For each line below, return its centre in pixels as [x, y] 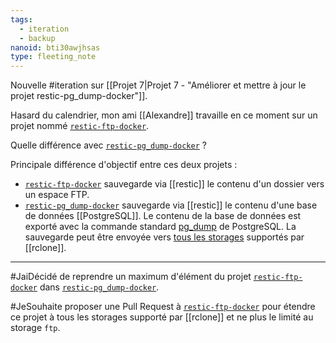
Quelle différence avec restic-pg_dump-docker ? [108, 145]
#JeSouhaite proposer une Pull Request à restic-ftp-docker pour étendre [163, 307]
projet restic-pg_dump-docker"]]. [79, 96]
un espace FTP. [57, 195]
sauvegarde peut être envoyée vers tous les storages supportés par [164, 237]
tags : [21, 19]
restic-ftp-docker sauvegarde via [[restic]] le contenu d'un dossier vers [174, 184]
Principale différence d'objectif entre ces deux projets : [124, 165]
